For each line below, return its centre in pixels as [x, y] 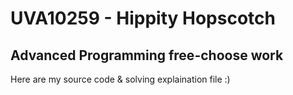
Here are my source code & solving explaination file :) [120, 79]
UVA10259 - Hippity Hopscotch [143, 18]
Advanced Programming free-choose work [147, 55]
